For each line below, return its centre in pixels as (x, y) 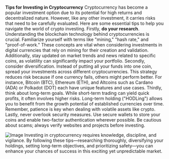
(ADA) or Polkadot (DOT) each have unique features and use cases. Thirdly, (84, 88)
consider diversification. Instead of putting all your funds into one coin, (79, 66)
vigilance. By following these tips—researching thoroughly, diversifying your (84, 140)
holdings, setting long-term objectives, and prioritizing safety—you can (79, 146)
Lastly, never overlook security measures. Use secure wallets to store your (83, 115)
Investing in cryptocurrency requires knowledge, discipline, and (91, 135)
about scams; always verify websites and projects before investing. (75, 125)
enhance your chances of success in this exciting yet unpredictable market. (84, 151)
